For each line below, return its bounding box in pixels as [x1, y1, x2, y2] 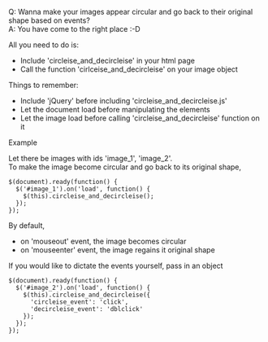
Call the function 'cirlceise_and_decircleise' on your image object [19, 64, 238, 74]
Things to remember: [8, 81, 79, 90]
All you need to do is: [8, 40, 80, 50]
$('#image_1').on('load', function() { [15, 185, 151, 193]
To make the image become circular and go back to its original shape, [8, 162, 242, 172]
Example [8, 138, 38, 147]
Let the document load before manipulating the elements [19, 105, 210, 114]
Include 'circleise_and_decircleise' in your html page [19, 56, 195, 65]
